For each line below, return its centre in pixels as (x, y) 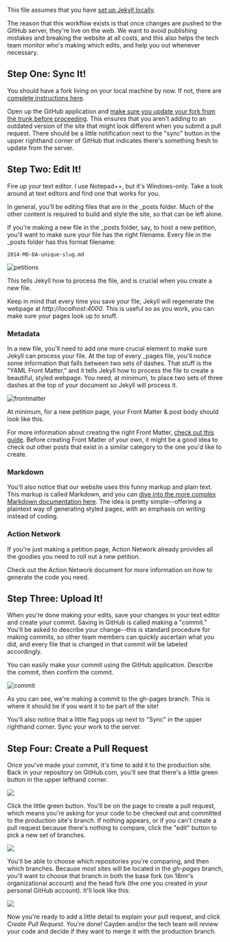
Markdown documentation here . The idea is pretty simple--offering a (105, 502)
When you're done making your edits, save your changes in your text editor (114, 615)
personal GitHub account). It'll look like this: (69, 890)
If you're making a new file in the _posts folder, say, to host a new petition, (112, 227)
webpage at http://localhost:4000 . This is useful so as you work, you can (111, 308)
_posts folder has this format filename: (61, 242)
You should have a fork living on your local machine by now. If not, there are (114, 90)
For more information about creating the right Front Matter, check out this (111, 432)
